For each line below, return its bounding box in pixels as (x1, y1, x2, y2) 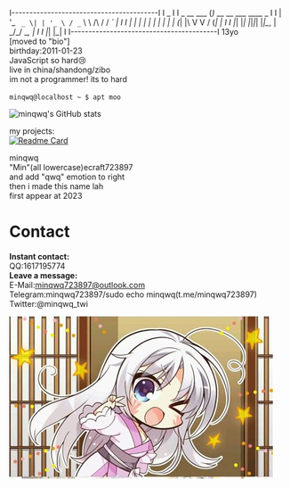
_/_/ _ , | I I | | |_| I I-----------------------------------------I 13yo (9, 27, 238, 37)
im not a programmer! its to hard (9, 74, 127, 84)
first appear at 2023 (9, 191, 83, 201)
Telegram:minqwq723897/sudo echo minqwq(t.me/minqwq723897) (9, 289, 258, 300)
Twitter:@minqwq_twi (9, 298, 89, 309)
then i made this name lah (9, 181, 104, 191)
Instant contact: (9, 251, 69, 261)
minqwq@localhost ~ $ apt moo (9, 93, 122, 102)
